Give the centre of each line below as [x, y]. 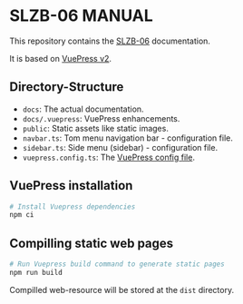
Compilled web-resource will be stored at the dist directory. [121, 289]
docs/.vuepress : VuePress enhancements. [101, 118]
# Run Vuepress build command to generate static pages [117, 264]
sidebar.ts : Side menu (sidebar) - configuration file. [120, 147]
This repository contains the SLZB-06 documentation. [110, 41]
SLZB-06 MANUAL [82, 16]
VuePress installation [71, 186]
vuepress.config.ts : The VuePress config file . [108, 157]
